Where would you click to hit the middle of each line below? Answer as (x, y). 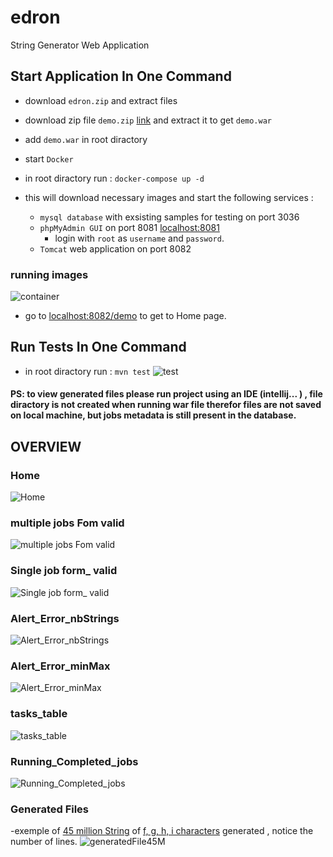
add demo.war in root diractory (86, 139)
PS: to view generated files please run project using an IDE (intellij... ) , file (166, 394)
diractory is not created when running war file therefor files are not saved (166, 405)
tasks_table (39, 714)
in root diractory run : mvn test (87, 371)
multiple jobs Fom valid (67, 523)
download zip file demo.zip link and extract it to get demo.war (148, 120)
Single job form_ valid (64, 571)
